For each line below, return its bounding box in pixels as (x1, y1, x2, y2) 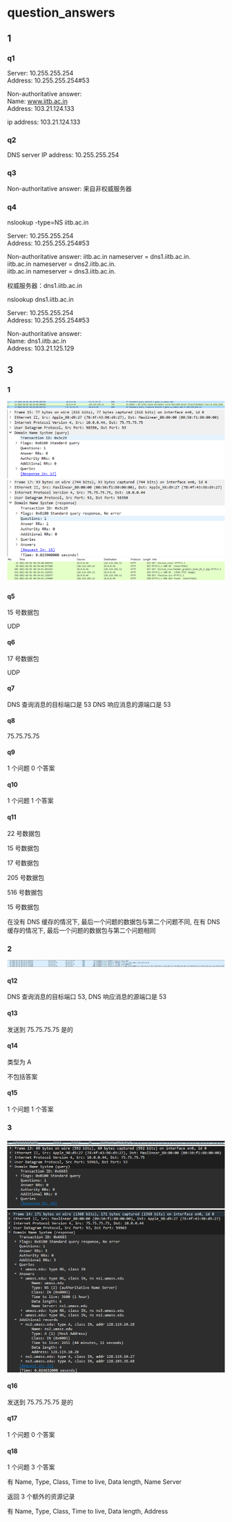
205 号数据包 (7, 873, 45, 881)
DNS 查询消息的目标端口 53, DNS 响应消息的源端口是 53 (7, 992, 167, 1001)
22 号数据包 (7, 829, 41, 837)
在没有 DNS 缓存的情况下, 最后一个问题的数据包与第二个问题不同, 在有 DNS (7, 917, 221, 926)
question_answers (7, 5, 115, 21)
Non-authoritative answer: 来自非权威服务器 (7, 185, 133, 193)
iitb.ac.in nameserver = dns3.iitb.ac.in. (7, 267, 116, 275)
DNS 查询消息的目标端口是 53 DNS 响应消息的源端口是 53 (7, 700, 171, 708)
